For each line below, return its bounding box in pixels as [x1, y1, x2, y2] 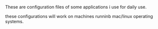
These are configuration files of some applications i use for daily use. [5, 4, 147, 10]
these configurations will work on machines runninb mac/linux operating [5, 14, 153, 19]
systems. [5, 19, 24, 24]
